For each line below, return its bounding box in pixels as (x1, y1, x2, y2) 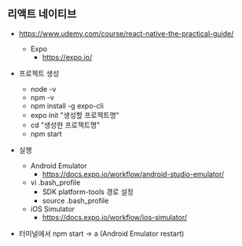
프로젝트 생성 (18, 68, 60, 78)
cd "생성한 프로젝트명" (30, 120, 101, 130)
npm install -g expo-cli (30, 101, 104, 110)
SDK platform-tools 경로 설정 (42, 187, 134, 196)
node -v (30, 84, 57, 94)
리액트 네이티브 (7, 7, 77, 21)
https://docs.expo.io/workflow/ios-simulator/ (42, 212, 188, 222)
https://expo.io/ (42, 52, 93, 61)
